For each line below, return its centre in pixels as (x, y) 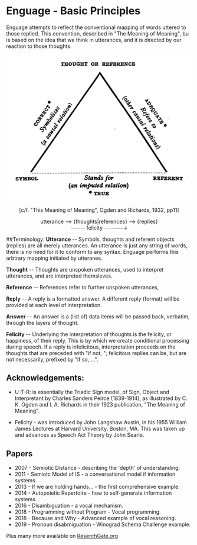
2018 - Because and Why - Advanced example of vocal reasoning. (95, 518)
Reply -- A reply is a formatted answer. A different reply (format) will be (93, 299)
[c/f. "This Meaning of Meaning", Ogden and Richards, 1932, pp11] (99, 210)
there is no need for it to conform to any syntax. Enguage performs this (92, 251)
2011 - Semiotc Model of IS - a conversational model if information (95, 474)
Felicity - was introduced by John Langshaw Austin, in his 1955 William (101, 423)
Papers (19, 454)
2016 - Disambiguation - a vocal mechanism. (69, 506)
